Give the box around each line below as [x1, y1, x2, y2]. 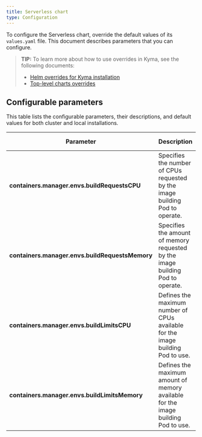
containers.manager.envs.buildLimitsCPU [9, 321, 131, 329]
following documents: [20, 61, 75, 69]
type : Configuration [6, 14, 58, 20]
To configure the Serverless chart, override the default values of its [6, 31, 173, 38]
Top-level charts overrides [29, 79, 96, 87]
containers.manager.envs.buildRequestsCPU [9, 182, 141, 190]
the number [158, 159, 191, 167]
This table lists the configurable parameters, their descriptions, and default [6, 113, 191, 120]
